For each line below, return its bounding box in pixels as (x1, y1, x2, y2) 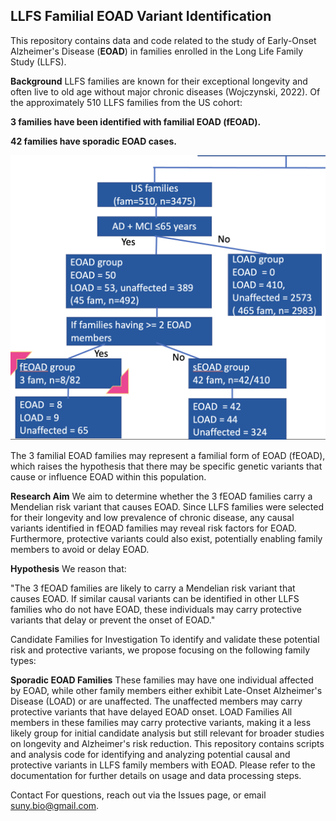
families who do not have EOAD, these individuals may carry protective (10, 603, 302, 615)
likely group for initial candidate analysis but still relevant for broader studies (10, 727, 325, 739)
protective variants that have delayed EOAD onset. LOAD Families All (10, 705, 293, 718)
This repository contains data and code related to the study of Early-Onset (10, 34, 317, 46)
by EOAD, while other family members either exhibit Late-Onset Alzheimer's (10, 684, 323, 696)
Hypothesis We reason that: (10, 562, 127, 574)
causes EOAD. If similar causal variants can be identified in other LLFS (10, 592, 300, 604)
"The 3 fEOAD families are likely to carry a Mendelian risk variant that (10, 582, 296, 594)
